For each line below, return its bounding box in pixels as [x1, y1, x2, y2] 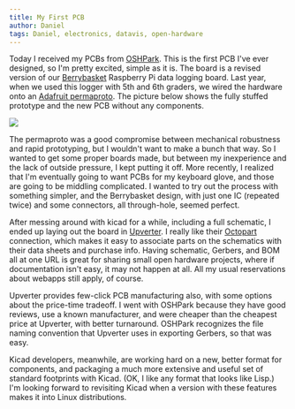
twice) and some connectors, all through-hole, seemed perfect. [9, 200, 240, 210]
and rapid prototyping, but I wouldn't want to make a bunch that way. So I [9, 143, 276, 155]
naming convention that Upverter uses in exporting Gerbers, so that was [9, 328, 272, 338]
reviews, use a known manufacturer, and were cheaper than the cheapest [9, 309, 277, 320]
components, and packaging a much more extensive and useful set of [9, 364, 264, 375]
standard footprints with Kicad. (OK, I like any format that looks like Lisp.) [9, 373, 276, 384]
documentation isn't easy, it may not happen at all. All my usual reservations [9, 264, 286, 275]
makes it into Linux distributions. [9, 392, 127, 403]
